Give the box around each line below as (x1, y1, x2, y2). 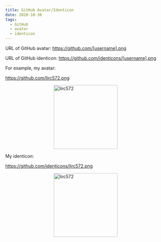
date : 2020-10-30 (5, 12, 42, 17)
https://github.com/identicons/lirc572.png (5, 163, 93, 169)
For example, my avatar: (5, 65, 56, 71)
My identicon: (5, 153, 34, 159)
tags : (5, 17, 17, 22)
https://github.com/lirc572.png (5, 75, 70, 81)
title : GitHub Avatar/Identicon (5, 7, 74, 13)
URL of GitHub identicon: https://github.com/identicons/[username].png (5, 55, 156, 61)
